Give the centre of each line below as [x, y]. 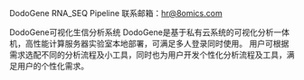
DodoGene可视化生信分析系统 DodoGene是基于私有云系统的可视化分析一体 [149, 32]
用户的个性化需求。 [52, 66]
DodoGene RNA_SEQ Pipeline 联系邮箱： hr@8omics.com [116, 13]
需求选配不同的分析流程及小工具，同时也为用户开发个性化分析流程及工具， [148, 55]
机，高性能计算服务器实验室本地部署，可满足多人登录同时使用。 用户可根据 [149, 44]
